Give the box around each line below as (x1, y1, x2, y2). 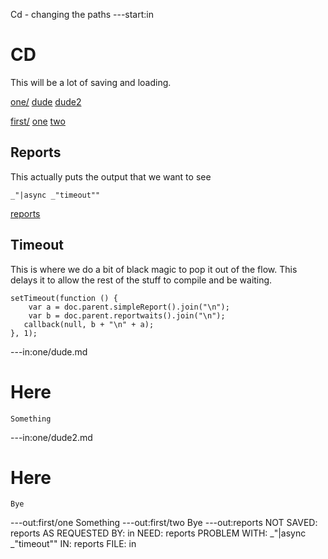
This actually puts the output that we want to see (10, 170, 212, 183)
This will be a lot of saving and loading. (10, 76, 172, 88)
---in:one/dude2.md (10, 431, 93, 443)
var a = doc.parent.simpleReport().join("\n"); (28, 302, 230, 312)
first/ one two (10, 115, 66, 127)
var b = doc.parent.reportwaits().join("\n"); (28, 310, 226, 321)
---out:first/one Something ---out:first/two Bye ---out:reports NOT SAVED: (10, 517, 318, 529)
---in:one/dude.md (10, 345, 88, 358)
